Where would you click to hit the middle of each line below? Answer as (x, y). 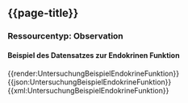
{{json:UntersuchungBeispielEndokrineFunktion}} (90, 82)
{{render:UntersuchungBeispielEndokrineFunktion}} (93, 73)
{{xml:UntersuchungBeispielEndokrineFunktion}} (88, 90)
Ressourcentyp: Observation (66, 36)
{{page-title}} (43, 13)
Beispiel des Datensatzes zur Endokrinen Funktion (94, 55)
